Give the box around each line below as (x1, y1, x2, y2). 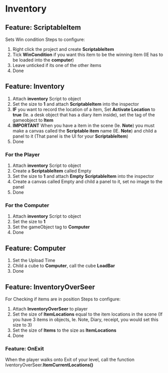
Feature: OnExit (5, 345, 44, 352)
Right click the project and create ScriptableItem (12, 46, 114, 52)
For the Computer (5, 202, 49, 209)
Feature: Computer (5, 244, 66, 253)
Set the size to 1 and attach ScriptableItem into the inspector (12, 101, 139, 107)
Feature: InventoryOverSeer (5, 283, 95, 291)
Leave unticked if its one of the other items (12, 63, 102, 68)
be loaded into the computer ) (12, 57, 74, 63)
